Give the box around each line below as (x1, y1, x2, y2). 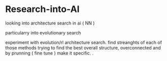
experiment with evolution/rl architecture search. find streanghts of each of (5, 39, 162, 45)
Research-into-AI (5, 3, 80, 15)
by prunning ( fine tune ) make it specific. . (5, 50, 94, 56)
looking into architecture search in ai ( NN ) (5, 20, 95, 26)
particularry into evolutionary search (5, 29, 81, 35)
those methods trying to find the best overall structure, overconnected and (5, 44, 161, 50)
